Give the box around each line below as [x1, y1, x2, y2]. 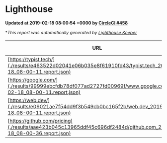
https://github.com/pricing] [9, 117, 73, 124]
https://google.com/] [9, 76, 58, 83]
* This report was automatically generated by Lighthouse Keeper [5, 29, 137, 35]
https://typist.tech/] [9, 56, 55, 63]
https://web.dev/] [9, 97, 50, 104]
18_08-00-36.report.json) [7, 130, 71, 137]
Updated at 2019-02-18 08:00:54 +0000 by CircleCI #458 [5, 20, 128, 26]
